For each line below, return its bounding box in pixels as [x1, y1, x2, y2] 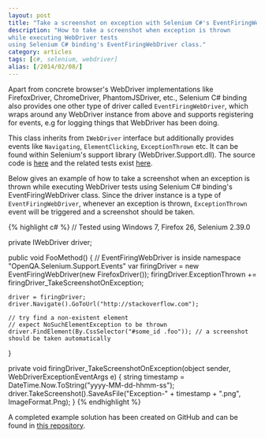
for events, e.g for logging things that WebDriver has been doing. [8, 117, 219, 127]
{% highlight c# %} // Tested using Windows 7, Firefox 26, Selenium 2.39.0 [8, 222, 251, 232]
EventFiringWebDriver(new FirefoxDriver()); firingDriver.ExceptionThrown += [8, 269, 257, 279]
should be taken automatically [8, 334, 111, 343]
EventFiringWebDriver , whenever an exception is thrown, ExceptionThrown [8, 199, 248, 208]
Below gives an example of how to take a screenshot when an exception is [8, 173, 250, 183]
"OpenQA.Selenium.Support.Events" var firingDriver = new [8, 261, 200, 270]
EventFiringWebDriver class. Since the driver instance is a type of [8, 190, 222, 199]
